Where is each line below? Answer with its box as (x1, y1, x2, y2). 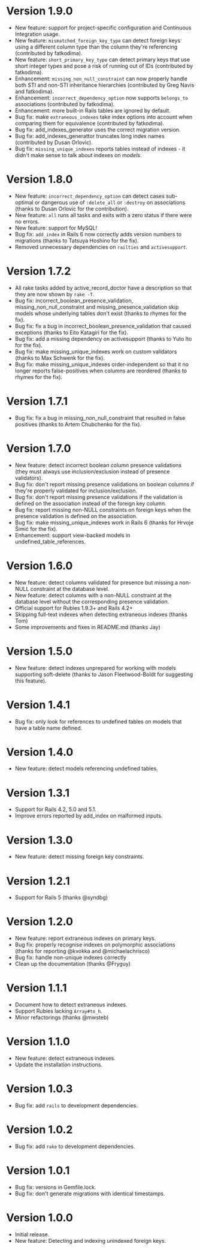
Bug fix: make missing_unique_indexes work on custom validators (14, 348, 177, 355)
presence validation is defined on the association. (14, 512, 138, 519)
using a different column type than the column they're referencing (14, 43, 178, 50)
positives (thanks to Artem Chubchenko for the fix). (14, 420, 142, 428)
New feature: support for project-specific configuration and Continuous (14, 24, 192, 31)
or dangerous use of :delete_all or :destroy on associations (35, 199, 186, 206)
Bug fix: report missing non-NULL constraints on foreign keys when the (14, 506, 191, 513)
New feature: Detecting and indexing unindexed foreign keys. (14, 1237, 166, 1244)
